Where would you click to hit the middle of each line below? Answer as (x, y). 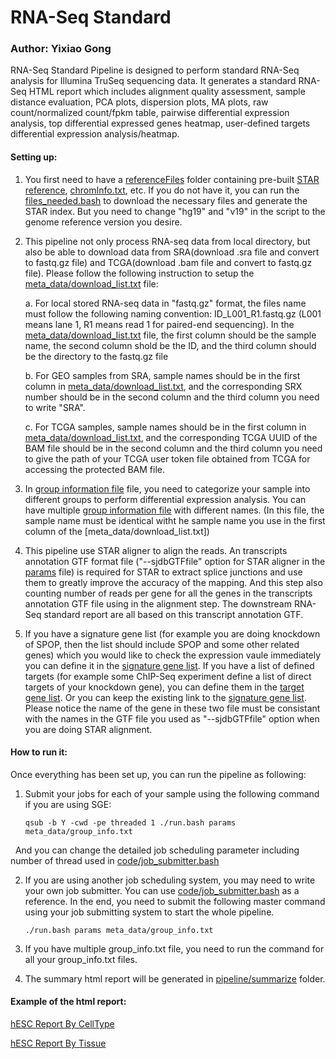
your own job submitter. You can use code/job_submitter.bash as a (162, 890)
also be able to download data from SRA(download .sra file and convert (172, 252)
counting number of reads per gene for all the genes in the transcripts (168, 593)
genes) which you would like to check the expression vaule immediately (173, 655)
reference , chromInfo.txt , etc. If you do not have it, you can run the (162, 190)
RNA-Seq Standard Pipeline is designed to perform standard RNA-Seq (155, 70)
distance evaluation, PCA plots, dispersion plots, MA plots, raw (139, 102)
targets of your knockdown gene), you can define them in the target (164, 687)
